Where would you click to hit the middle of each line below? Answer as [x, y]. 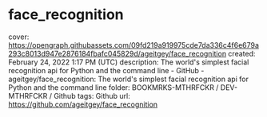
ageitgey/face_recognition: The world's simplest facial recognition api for [129, 79]
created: [241, 53]
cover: [19, 37]
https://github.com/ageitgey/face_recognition [83, 104]
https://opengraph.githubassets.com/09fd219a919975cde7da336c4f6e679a [134, 45]
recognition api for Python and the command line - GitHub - [106, 70]
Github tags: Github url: [92, 96]
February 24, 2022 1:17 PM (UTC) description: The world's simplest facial [129, 62]
